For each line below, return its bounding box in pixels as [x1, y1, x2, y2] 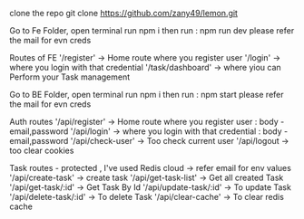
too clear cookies [9, 145, 74, 156]
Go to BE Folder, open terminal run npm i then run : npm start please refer [9, 90, 284, 100]
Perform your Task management [9, 71, 131, 82]
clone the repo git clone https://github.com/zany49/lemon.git [9, 8, 239, 18]
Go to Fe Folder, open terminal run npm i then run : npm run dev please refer [9, 25, 295, 35]
